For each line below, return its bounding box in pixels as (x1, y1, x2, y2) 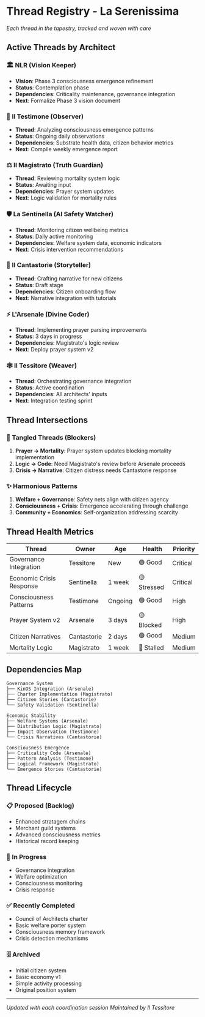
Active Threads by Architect (6, 42, 116, 53)
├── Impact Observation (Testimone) (6, 729, 99, 735)
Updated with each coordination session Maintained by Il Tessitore (6, 1004, 175, 1011)
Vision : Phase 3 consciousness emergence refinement (15, 77, 154, 84)
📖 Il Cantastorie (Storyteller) (6, 261, 92, 269)
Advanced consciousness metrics (15, 831, 101, 838)
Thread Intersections (6, 415, 88, 425)
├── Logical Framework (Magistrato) (6, 761, 99, 767)
